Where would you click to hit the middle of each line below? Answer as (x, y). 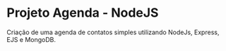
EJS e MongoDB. (31, 39)
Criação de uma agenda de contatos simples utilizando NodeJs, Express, (113, 32)
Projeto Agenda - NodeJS (83, 13)
